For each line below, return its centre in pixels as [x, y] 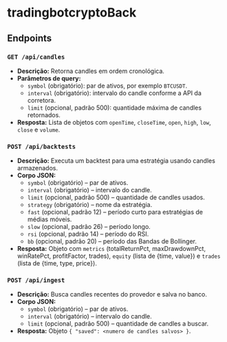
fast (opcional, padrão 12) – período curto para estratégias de [115, 212]
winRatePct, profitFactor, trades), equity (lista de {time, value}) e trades [119, 256]
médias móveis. [50, 219]
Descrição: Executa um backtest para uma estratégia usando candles [116, 161]
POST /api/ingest [36, 280]
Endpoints [30, 38]
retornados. [44, 114]
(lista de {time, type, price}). [57, 263]
